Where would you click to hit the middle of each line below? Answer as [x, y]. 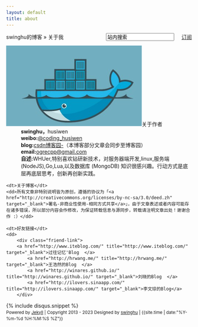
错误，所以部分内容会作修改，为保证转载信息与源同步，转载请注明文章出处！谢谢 [103, 210]
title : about [22, 19]
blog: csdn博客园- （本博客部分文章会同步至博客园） [83, 145]
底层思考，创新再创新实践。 [65, 173]
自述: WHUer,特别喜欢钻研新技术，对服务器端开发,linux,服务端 [95, 158]
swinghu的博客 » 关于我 [35, 37]
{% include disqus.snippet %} [42, 305]
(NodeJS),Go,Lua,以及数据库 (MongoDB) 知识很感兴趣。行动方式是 [102, 166]
